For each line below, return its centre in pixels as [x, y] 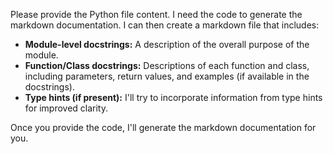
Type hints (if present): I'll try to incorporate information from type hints [173, 97]
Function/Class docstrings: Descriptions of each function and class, [167, 65]
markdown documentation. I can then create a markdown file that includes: [165, 25]
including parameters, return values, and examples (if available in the [167, 76]
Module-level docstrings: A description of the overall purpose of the [167, 44]
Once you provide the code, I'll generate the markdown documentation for [163, 127]
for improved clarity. [66, 108]
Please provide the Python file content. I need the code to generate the [156, 14]
